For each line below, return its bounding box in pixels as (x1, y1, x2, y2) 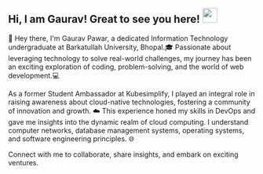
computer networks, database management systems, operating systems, (8, 125, 245, 135)
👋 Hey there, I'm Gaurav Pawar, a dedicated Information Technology (8, 33, 228, 43)
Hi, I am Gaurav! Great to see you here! (8, 13, 200, 26)
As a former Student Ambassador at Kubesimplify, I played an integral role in (8, 89, 255, 98)
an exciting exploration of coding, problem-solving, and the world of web (8, 62, 244, 71)
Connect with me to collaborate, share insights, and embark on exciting (8, 150, 239, 159)
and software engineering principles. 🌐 (8, 134, 135, 143)
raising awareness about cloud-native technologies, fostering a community (8, 97, 251, 107)
